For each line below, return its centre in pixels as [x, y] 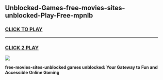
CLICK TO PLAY [24, 30]
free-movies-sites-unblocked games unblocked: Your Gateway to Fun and [81, 67]
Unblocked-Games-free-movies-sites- [65, 8]
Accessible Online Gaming [32, 72]
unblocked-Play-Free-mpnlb [49, 16]
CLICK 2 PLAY [22, 48]
